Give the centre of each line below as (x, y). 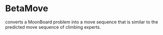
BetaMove (27, 9)
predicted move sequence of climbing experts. (53, 27)
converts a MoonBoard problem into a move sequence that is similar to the (82, 22)
